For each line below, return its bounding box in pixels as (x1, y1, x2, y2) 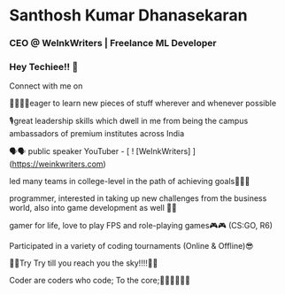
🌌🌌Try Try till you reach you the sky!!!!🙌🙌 (9, 258, 158, 268)
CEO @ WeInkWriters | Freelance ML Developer (9, 37, 217, 50)
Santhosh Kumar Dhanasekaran (9, 5, 248, 26)
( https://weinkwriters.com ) (9, 159, 106, 169)
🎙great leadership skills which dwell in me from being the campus (9, 116, 249, 127)
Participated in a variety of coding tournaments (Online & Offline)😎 (9, 241, 254, 251)
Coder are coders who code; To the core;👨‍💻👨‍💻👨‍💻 (9, 275, 190, 286)
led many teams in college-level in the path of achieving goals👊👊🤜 (9, 176, 250, 187)
